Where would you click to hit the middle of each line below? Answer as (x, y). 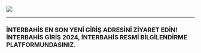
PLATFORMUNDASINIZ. (41, 45)
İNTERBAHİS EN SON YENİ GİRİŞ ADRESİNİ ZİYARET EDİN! (92, 30)
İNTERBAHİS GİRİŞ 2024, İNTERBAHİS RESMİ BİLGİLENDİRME (97, 37)
